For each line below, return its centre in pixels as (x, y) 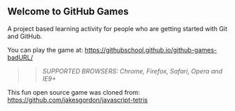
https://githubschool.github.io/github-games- (151, 49)
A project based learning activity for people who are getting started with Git (117, 28)
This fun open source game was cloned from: (74, 92)
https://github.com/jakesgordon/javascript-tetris (78, 100)
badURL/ (20, 57)
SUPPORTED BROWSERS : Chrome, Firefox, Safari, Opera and (132, 71)
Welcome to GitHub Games (68, 12)
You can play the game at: (45, 49)
